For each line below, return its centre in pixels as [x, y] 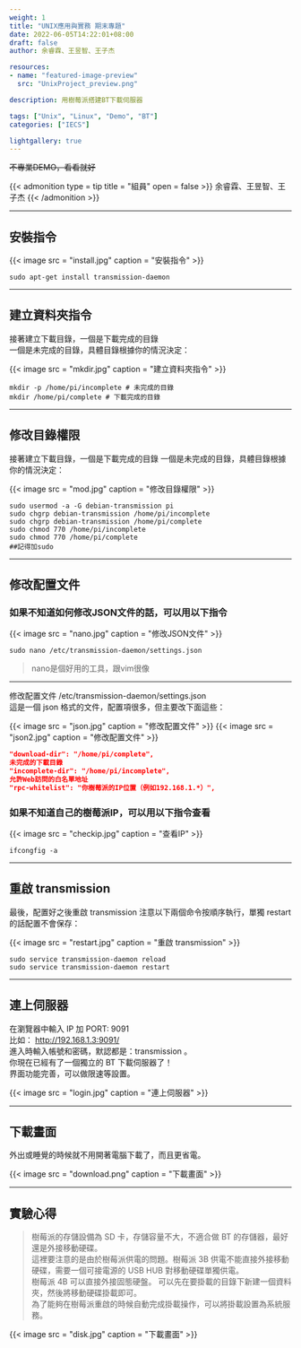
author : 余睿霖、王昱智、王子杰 [62, 51]
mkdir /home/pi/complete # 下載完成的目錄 [85, 397]
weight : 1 [28, 17]
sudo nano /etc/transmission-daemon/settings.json [106, 651]
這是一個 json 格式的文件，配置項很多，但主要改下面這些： [117, 707]
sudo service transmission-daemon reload [88, 959]
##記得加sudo [31, 547]
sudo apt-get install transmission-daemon [90, 278]
